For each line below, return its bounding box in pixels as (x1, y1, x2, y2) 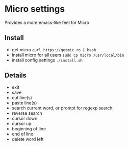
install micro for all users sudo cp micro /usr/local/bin (11, 52, 124, 58)
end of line (11, 131, 34, 137)
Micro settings (4, 3, 65, 15)
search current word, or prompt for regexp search (11, 105, 113, 111)
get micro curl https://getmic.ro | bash (11, 46, 96, 52)
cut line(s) (11, 94, 32, 101)
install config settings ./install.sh (11, 57, 83, 63)
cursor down (11, 115, 38, 121)
